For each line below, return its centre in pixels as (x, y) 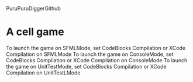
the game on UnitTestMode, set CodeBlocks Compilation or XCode (86, 66)
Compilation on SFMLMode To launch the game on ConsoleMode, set (90, 54)
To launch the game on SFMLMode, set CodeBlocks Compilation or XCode (96, 48)
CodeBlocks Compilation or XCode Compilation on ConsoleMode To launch (97, 60)
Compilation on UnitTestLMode (43, 73)
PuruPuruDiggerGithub (34, 8)
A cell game (35, 32)
